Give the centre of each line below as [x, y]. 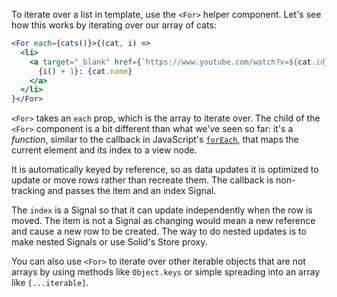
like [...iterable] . [50, 283]
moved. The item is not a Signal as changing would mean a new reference [163, 221]
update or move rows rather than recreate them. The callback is [142, 180]
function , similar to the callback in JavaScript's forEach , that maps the [155, 140]
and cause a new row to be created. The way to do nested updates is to [159, 231]
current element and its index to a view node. [104, 150]
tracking [28, 191]
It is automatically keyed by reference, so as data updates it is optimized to [165, 170]
